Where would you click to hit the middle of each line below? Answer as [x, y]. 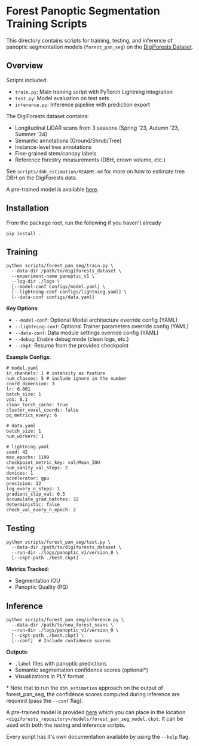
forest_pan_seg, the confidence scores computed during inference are [93, 694]
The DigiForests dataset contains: [48, 116]
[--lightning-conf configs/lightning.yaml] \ [69, 292]
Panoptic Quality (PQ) [42, 587]
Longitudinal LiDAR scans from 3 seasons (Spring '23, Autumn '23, [97, 128]
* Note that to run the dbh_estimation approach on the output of [85, 688]
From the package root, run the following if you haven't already [84, 223]
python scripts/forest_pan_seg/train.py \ [60, 266]
